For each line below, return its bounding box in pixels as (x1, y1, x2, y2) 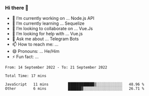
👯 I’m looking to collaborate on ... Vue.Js (12, 26, 93, 32)
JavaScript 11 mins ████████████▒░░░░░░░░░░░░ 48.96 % (5, 82, 145, 87)
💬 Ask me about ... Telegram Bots (12, 36, 79, 42)
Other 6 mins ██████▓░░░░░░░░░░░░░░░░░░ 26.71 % (5, 86, 145, 91)
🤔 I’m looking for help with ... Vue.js (12, 31, 83, 37)
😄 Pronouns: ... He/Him (12, 48, 60, 54)
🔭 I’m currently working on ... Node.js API (12, 16, 95, 21)
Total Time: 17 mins (5, 74, 47, 79)
